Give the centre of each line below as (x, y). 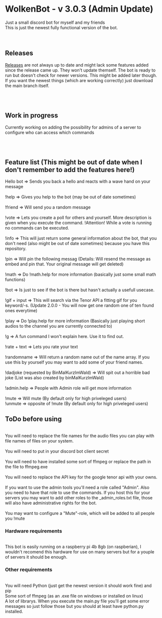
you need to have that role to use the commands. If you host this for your (78, 493)
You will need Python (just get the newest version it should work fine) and (78, 585)
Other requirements (29, 570)
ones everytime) (21, 311)
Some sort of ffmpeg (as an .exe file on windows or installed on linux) (74, 596)
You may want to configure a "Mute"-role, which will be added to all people (80, 513)
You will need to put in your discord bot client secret (57, 451)
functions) (15, 280)
